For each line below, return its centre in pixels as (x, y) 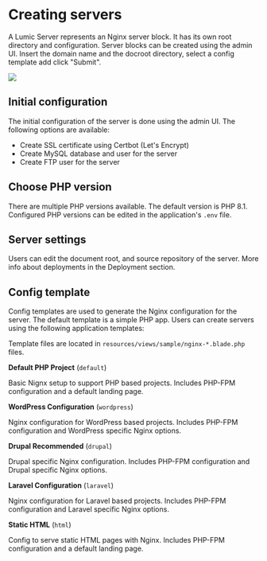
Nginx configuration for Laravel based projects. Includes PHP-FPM (117, 501)
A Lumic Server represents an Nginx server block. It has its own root (120, 37)
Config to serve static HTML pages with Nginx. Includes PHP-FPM (116, 540)
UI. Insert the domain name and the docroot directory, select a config (121, 53)
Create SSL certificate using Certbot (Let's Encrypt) (104, 145)
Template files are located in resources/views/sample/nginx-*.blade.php (127, 344)
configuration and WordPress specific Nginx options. (95, 430)
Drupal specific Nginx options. (58, 470)
